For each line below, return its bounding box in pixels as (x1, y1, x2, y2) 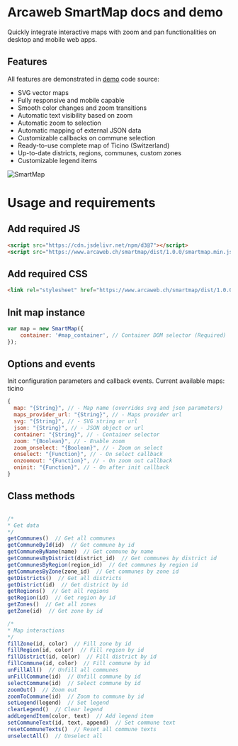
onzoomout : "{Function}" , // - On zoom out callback (13, 457, 173, 464)
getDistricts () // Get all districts (7, 574, 122, 581)
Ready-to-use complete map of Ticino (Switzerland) (17, 141, 170, 150)
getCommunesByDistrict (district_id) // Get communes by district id (7, 555, 217, 562)
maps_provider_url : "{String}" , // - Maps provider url (13, 411, 182, 418)
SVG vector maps (17, 88, 69, 96)
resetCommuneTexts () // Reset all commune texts (7, 725, 157, 733)
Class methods (7, 490, 76, 502)
